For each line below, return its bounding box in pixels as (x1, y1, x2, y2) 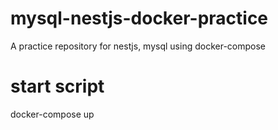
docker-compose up (10, 108, 95, 120)
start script (10, 75, 105, 98)
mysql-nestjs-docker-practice (10, 7, 269, 30)
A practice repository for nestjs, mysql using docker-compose (10, 40, 267, 52)
